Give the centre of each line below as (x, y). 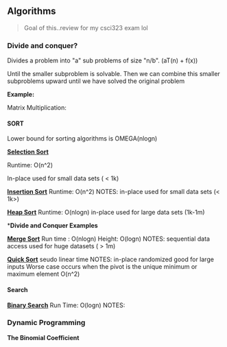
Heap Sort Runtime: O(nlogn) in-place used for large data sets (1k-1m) (106, 213)
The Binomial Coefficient (43, 337)
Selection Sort (28, 152)
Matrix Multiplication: (37, 108)
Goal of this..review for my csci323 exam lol (86, 27)
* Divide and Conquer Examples (52, 226)
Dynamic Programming (46, 323)
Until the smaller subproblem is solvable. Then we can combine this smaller (114, 74)
